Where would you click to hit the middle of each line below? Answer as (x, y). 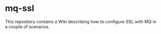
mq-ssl (20, 8)
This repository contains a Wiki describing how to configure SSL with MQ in (81, 22)
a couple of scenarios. (27, 26)
